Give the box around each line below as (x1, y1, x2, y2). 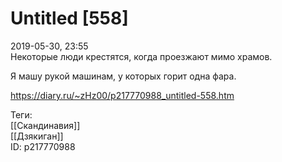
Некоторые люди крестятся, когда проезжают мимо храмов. (10, 50, 273, 62)
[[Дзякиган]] (10, 130, 64, 142)
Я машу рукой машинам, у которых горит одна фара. (10, 70, 237, 82)
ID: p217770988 (10, 140, 76, 152)
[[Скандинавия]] (10, 119, 81, 131)
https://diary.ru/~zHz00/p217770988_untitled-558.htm (10, 89, 235, 101)
